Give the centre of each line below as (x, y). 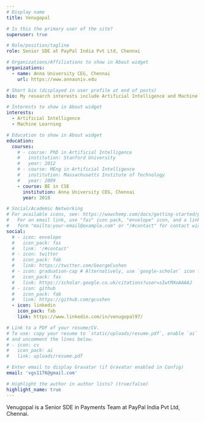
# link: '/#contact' (41, 248)
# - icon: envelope (37, 237)
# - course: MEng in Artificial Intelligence (76, 169)
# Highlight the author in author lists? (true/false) (77, 384)
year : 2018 (36, 198)
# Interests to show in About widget (54, 107)
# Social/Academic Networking (45, 209)
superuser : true (27, 34)
